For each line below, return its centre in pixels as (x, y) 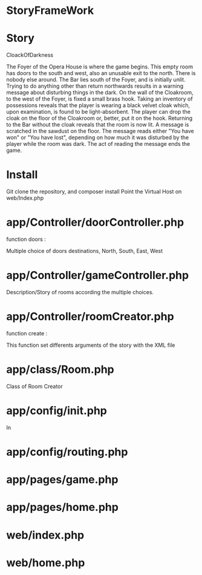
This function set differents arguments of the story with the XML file (91, 345)
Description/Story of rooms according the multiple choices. (80, 292)
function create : (27, 333)
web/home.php (46, 563)
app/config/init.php (57, 411)
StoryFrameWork (50, 11)
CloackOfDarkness (30, 55)
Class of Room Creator (35, 386)
